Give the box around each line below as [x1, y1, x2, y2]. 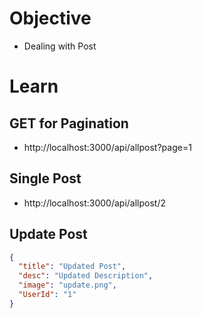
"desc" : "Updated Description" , [18, 271, 154, 281]
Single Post [9, 170, 82, 187]
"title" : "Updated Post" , [18, 262, 127, 272]
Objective [9, 7, 92, 30]
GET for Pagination [9, 115, 129, 132]
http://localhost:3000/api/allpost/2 [23, 197, 166, 209]
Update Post [9, 226, 88, 243]
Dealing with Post [23, 40, 97, 52]
